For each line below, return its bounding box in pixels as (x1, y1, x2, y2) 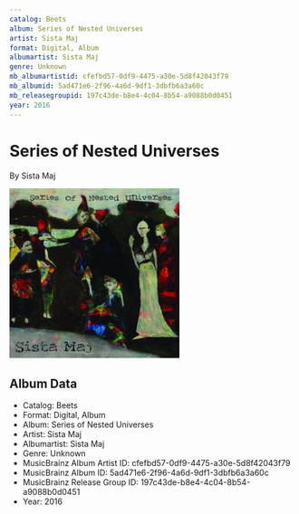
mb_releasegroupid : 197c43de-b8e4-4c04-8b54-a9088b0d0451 (9, 90, 233, 100)
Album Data (9, 376, 78, 391)
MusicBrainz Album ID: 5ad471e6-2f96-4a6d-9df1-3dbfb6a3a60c (22, 467, 269, 479)
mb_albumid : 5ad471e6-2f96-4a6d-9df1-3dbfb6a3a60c (9, 81, 205, 90)
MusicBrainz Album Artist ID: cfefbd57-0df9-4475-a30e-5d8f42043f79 (22, 458, 291, 469)
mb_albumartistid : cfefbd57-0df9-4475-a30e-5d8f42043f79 (9, 72, 229, 81)
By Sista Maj (9, 170, 56, 181)
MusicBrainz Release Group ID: (22, 477, 139, 488)
